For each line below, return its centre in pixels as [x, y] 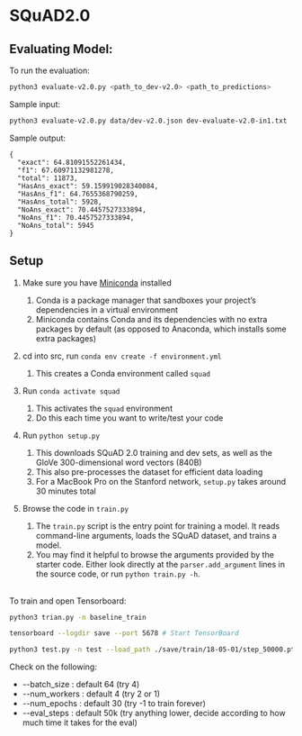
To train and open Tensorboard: [68, 601]
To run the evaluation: [49, 70]
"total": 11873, [48, 178]
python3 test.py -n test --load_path [80, 650]
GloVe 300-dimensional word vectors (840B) [119, 462]
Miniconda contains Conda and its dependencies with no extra [151, 319]
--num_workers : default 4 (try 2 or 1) [91, 694]
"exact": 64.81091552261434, [72, 162]
